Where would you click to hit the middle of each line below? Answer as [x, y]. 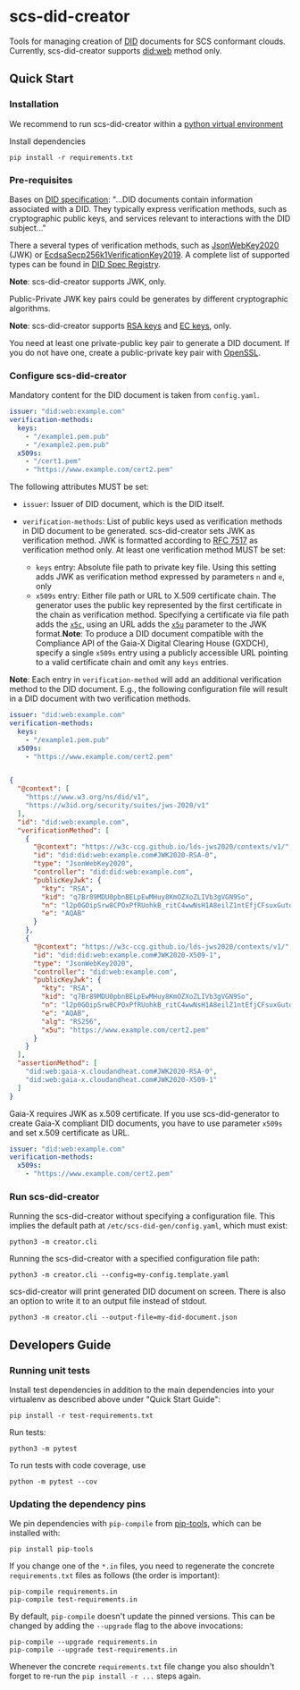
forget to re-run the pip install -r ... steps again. [105, 1676]
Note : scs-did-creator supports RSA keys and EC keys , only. [121, 325]
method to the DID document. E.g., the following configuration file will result [149, 689]
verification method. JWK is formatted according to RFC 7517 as [140, 541]
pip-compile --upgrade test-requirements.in [93, 1650]
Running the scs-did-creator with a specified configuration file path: [134, 1259]
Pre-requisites [41, 180]
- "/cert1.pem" [54, 461]
